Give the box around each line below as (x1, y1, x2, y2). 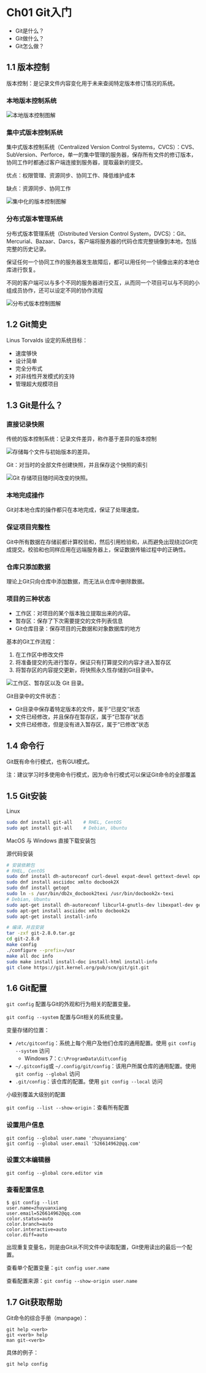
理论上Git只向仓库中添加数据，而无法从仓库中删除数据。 (6, 578, 148, 585)
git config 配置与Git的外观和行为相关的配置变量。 (6, 1001, 134, 1008)
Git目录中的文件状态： (6, 693, 63, 700)
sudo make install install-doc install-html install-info (6, 958, 158, 965)
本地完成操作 (6, 491, 45, 500)
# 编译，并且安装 (6, 925, 44, 931)
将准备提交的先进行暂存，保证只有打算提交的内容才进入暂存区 (15, 659, 172, 666)
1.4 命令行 (6, 740, 45, 751)
